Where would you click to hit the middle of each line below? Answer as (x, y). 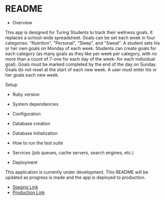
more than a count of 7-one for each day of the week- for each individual (80, 59)
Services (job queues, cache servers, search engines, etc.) (73, 152)
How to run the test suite (38, 143)
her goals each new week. (32, 75)
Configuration (26, 114)
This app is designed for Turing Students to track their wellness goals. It (79, 32)
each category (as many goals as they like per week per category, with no (81, 54)
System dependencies (35, 104)
